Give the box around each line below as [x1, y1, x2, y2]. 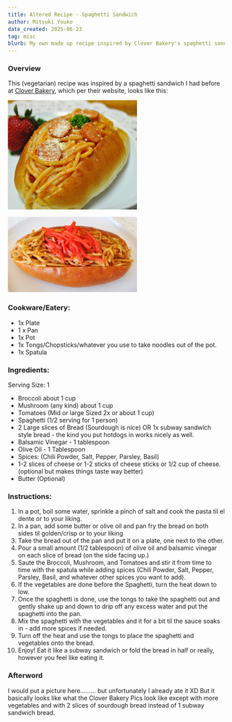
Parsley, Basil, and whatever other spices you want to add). [17, 573, 187, 582]
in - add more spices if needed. [17, 624, 107, 633]
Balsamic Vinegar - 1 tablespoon [17, 438, 109, 447]
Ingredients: [8, 365, 50, 374]
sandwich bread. [8, 708, 56, 716]
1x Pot [17, 333, 35, 341]
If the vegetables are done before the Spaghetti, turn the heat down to [17, 580, 218, 588]
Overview [8, 64, 41, 74]
